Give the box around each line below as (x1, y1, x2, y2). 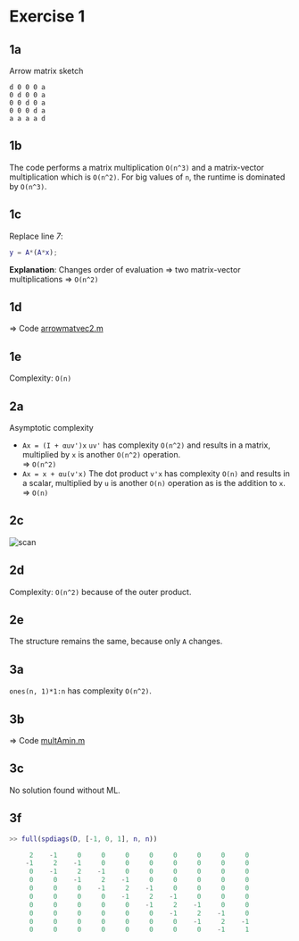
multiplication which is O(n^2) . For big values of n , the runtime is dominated (9, 172, 286, 182)
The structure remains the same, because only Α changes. (9, 636, 223, 647)
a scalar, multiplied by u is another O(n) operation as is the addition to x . (21, 477, 286, 488)
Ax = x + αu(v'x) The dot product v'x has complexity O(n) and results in (21, 467, 290, 479)
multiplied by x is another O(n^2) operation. (21, 449, 181, 459)
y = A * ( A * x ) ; (9, 248, 58, 256)
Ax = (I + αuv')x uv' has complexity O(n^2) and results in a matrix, (21, 440, 270, 450)
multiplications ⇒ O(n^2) (9, 273, 99, 284)
